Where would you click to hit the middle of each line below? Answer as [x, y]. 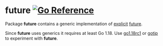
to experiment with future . [31, 38]
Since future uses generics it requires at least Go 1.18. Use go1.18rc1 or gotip [81, 33]
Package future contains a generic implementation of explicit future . [74, 24]
